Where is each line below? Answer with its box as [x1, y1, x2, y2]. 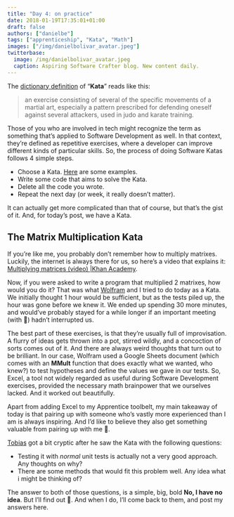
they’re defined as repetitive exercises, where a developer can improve [7, 138, 213, 148]
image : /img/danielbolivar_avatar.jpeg [13, 56, 131, 63]
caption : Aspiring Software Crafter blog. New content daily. [13, 63, 200, 70]
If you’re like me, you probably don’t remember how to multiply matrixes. [7, 250, 218, 258]
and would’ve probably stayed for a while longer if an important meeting [7, 308, 216, 317]
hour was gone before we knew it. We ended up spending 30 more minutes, [7, 301, 227, 309]
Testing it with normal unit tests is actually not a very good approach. [17, 452, 218, 461]
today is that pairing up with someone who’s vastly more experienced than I [7, 410, 226, 419]
